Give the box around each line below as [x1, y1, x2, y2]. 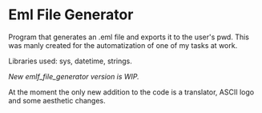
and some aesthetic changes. [8, 95, 106, 105]
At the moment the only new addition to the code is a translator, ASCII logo [8, 87, 255, 97]
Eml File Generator [8, 6, 134, 24]
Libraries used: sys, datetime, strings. [8, 56, 132, 66]
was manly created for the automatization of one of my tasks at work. [8, 40, 238, 50]
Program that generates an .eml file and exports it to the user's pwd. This [8, 32, 250, 42]
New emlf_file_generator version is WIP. [8, 71, 140, 81]
